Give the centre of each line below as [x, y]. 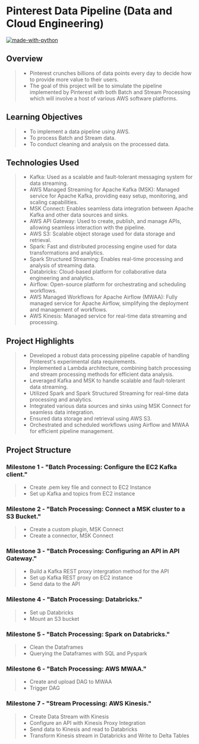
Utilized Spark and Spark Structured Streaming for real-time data [109, 393]
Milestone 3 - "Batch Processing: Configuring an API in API [93, 551]
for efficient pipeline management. [72, 431]
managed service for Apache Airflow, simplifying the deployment [109, 303]
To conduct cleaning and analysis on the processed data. [100, 144]
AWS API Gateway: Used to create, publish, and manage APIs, [105, 221]
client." [17, 474]
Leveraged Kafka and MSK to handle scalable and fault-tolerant [107, 381]
